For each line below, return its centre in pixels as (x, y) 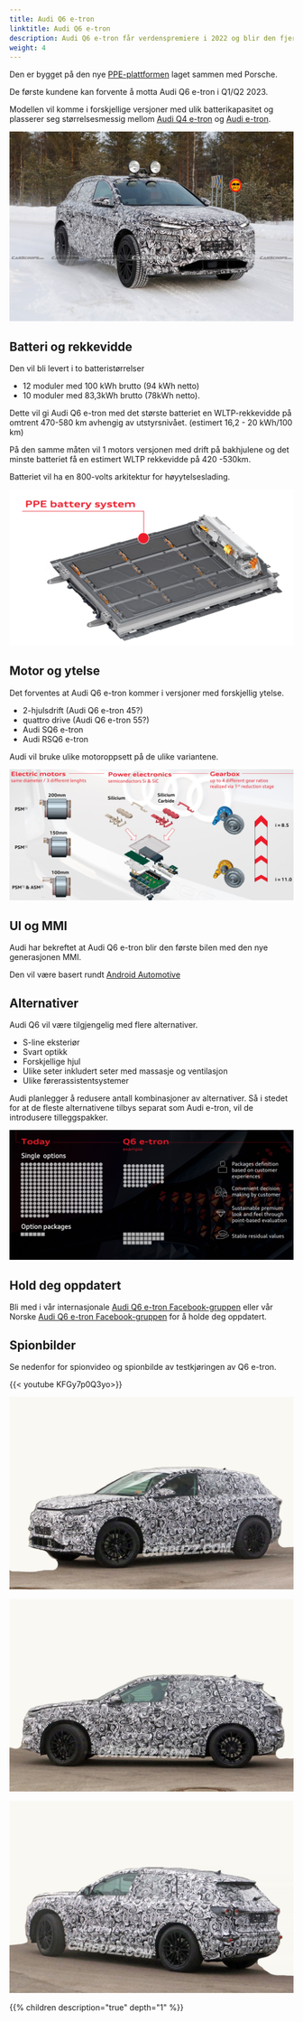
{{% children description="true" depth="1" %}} (96, 2007)
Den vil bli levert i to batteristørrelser (77, 368)
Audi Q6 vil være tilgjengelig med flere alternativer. (104, 1025)
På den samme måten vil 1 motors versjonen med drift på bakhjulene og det (150, 450)
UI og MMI (38, 926)
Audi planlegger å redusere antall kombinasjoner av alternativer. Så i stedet (149, 1098)
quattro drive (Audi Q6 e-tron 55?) (86, 720)
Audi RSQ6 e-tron (55, 739)
